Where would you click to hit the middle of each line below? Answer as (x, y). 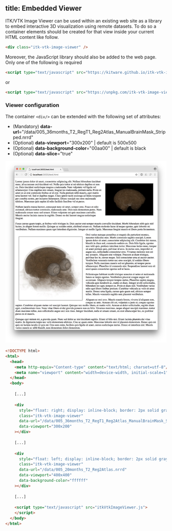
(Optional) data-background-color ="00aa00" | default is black (79, 148)
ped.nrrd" (23, 137)
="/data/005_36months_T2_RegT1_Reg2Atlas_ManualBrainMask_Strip (92, 132)
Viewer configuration (33, 105)
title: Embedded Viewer (44, 8)
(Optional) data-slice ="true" (43, 154)
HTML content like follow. (32, 37)
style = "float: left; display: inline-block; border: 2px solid (88, 459)
